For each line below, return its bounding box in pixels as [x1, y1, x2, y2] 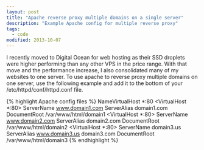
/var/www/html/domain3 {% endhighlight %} [6, 137, 119, 143]
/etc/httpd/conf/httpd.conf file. [6, 86, 83, 93]
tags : [6, 26, 20, 32]
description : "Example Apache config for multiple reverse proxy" [6, 20, 178, 26]
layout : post [6, 9, 40, 15]
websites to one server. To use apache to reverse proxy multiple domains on [6, 73, 198, 80]
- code [12, 32, 29, 38]
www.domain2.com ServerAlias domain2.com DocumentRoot [6, 117, 160, 124]
